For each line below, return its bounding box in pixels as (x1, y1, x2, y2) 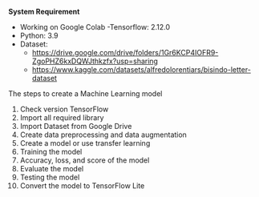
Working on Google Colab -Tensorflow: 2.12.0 (19, 22, 171, 31)
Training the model (19, 147, 83, 156)
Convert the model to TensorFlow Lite (19, 181, 145, 191)
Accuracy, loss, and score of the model (19, 155, 150, 165)
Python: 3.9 (19, 31, 59, 40)
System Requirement (8, 7, 80, 16)
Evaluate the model (19, 164, 84, 173)
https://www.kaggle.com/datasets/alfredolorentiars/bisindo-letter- (31, 65, 251, 74)
